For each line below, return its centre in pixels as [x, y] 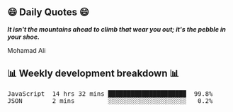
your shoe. [24, 37]
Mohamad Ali [27, 50]
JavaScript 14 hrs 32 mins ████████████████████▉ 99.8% [110, 94]
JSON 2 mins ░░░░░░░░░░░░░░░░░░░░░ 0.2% [110, 101]
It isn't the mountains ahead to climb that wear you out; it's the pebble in [117, 29]
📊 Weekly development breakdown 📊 [93, 74]
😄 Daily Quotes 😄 [49, 12]
